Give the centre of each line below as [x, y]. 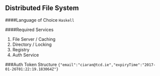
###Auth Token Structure [31, 64]
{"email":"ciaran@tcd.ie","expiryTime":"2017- [107, 65]
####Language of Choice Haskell [40, 20]
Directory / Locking [32, 44]
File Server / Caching [34, 39]
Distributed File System [42, 8]
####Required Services [29, 30]
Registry [21, 49]
